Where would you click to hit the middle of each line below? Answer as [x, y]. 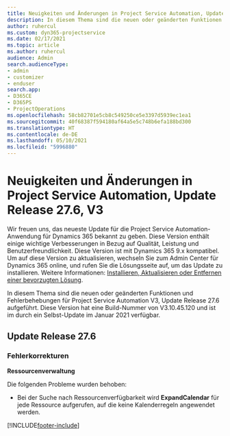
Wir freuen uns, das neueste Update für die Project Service [91, 229]
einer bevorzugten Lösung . [45, 280]
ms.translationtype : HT [41, 128]
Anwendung [24, 236]
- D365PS [20, 103]
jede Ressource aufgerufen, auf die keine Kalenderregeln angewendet [116, 405]
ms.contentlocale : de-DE [42, 134]
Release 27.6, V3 [55, 210]
